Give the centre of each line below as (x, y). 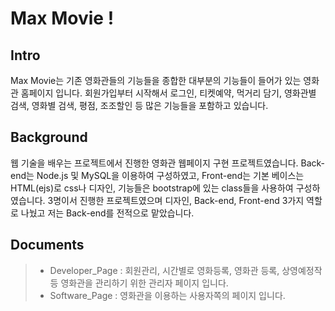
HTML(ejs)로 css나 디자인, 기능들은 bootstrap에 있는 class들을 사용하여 (152, 188)
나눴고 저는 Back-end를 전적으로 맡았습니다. (107, 213)
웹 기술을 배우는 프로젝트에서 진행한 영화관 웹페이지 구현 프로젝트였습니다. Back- (168, 163)
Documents (47, 245)
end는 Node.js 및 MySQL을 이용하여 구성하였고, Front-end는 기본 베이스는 (157, 175)
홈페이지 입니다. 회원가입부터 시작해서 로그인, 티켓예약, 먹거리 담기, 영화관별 (168, 93)
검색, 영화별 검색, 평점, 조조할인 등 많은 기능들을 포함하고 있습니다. (139, 105)
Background (49, 137)
